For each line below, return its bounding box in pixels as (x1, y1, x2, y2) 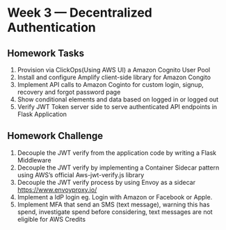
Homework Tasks (7, 47, 85, 59)
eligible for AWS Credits (17, 215, 86, 223)
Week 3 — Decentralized (7, 5, 153, 21)
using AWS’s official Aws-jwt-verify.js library (17, 170, 145, 179)
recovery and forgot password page (17, 88, 121, 96)
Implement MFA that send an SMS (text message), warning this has (17, 200, 210, 208)
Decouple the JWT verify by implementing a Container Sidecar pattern (17, 163, 220, 172)
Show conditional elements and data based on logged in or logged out (17, 95, 219, 104)
